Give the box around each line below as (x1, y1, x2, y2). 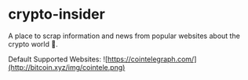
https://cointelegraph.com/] (107, 54, 197, 64)
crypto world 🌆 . (8, 39, 58, 48)
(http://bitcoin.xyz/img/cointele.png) (8, 62, 126, 71)
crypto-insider (8, 5, 106, 23)
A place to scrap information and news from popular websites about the (8, 31, 241, 40)
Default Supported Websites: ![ (8, 54, 108, 64)
